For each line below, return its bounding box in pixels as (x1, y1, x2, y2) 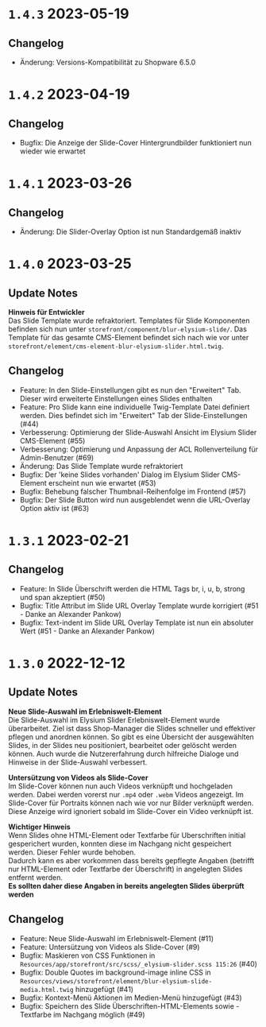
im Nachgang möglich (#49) (52, 1010, 145, 1019)
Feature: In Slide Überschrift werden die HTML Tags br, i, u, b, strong (19, 583, 245, 593)
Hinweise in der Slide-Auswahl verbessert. (8, 757, 148, 767)
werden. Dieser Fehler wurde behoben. (8, 847, 137, 857)
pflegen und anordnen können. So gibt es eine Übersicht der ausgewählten (8, 732, 254, 742)
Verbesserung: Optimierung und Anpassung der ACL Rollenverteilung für (19, 444, 259, 454)
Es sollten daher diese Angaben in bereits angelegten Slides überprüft (8, 881, 245, 890)
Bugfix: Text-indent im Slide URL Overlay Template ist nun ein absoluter (19, 618, 254, 627)
